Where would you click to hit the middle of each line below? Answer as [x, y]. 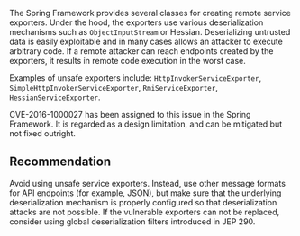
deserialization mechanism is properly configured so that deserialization [143, 202]
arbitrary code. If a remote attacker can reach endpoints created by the [141, 51]
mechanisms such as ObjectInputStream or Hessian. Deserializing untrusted [150, 32]
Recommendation [60, 162]
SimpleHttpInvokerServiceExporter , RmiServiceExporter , [114, 87]
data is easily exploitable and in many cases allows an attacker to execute [146, 41]
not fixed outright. [43, 133]
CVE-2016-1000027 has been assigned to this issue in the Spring [130, 114]
